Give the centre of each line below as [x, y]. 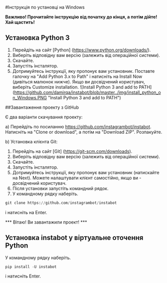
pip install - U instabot [31, 267]
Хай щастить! [20, 22]
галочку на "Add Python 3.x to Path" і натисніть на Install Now [77, 76]
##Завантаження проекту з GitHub [42, 107]
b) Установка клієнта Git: [31, 141]
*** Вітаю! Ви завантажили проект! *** [46, 222]
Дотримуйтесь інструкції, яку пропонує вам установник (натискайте [86, 172]
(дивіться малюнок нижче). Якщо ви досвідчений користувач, [79, 81]
